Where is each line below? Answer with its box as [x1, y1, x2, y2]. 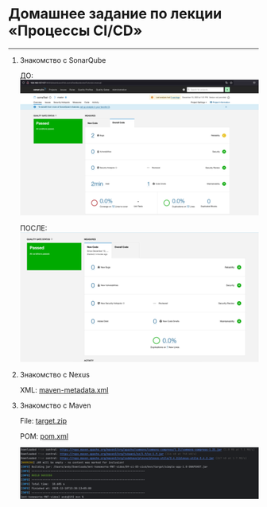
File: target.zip [19, 416, 68, 425]
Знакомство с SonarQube [19, 55, 106, 64]
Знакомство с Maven [19, 401, 91, 410]
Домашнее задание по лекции [8, 5, 222, 23]
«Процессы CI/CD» [8, 21, 143, 40]
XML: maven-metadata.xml [19, 385, 109, 394]
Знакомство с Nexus [19, 370, 90, 379]
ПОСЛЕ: [19, 223, 48, 233]
